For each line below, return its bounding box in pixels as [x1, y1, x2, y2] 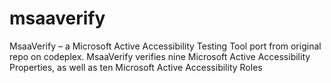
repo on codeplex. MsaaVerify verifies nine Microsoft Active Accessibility [9, 50, 311, 62]
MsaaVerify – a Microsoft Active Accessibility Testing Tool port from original [9, 40, 322, 52]
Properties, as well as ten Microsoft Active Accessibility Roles [9, 61, 263, 73]
